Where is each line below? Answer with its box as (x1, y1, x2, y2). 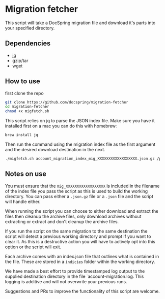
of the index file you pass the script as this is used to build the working (5, 188, 148, 194)
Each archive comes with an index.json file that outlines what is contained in (5, 253, 159, 259)
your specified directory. (5, 25, 55, 31)
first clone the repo (5, 90, 44, 96)
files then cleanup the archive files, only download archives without (5, 213, 141, 219)
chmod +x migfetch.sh (5, 109, 50, 114)
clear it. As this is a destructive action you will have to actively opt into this (5, 238, 156, 244)
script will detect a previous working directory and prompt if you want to (5, 233, 151, 239)
